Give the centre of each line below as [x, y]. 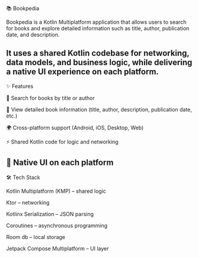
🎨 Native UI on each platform [60, 163]
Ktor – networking [28, 202]
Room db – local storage [36, 237]
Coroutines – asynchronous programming [57, 225]
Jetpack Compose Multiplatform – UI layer [58, 249]
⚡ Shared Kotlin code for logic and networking [62, 142]
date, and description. [33, 35]
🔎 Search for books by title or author [50, 98]
